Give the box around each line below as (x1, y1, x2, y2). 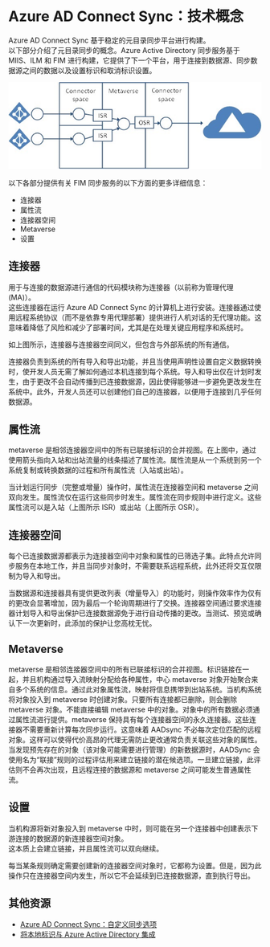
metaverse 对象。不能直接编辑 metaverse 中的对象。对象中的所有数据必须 (8, 704, 253, 715)
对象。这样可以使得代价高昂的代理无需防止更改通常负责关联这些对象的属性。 (8, 735, 262, 745)
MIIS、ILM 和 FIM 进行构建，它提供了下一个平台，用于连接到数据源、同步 (8, 55, 251, 65)
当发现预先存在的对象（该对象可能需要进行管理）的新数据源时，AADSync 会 (8, 745, 260, 755)
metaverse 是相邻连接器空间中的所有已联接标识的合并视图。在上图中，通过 (8, 445, 257, 455)
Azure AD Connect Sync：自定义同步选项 (19, 919, 157, 929)
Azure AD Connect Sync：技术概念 (8, 7, 244, 26)
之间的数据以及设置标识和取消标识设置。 (22, 65, 157, 75)
